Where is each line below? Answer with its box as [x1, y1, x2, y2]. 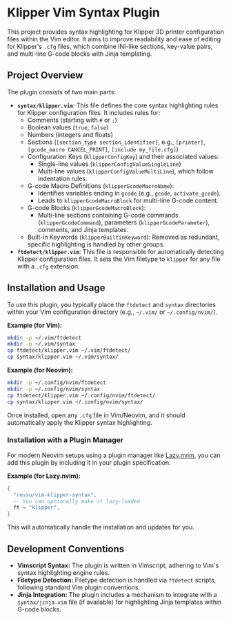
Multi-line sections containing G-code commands [37, 211, 179, 219]
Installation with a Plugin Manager [7, 435, 124, 445]
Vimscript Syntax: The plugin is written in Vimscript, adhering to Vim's [17, 561, 219, 569]
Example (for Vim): [7, 321, 62, 329]
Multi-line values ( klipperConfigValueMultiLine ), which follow [37, 167, 214, 175]
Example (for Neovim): [7, 366, 74, 375]
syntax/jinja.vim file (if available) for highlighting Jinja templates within [17, 598, 222, 607]
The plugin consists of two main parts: [7, 87, 116, 96]
